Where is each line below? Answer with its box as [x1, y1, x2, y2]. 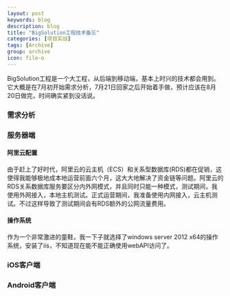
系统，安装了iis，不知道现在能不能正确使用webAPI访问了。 [7, 241, 173, 249]
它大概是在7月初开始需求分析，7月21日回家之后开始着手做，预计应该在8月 [7, 83, 216, 91]
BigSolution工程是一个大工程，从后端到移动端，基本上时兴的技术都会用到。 [7, 74, 220, 82]
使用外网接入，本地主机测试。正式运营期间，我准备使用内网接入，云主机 [7, 190, 211, 199]
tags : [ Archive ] [7, 42, 54, 49]
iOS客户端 [7, 260, 41, 269]
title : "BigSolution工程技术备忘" [7, 29, 100, 36]
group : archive [7, 49, 51, 56]
